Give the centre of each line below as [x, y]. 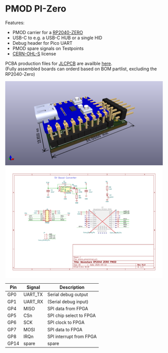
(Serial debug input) [68, 301]
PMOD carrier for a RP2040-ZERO [48, 32]
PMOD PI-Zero [36, 9]
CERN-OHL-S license [34, 54]
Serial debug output [68, 295]
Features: [15, 23]
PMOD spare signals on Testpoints [48, 48]
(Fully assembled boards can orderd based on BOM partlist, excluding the [81, 69]
